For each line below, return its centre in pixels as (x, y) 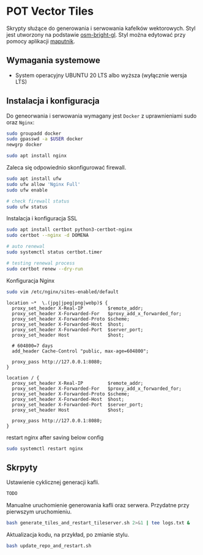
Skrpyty (22, 467)
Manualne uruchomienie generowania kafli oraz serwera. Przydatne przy (98, 505)
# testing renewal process (41, 263)
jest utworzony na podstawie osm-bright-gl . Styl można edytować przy (96, 34)
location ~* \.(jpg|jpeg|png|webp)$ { (57, 303)
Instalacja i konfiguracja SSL (42, 218)
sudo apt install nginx (37, 156)
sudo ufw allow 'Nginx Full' (43, 184)
